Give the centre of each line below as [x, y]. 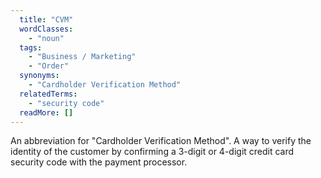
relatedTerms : [48, 94]
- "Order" [49, 66]
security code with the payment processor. [99, 162]
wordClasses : [46, 29]
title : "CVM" [46, 19]
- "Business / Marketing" [82, 57]
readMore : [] [46, 112]
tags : [31, 47]
